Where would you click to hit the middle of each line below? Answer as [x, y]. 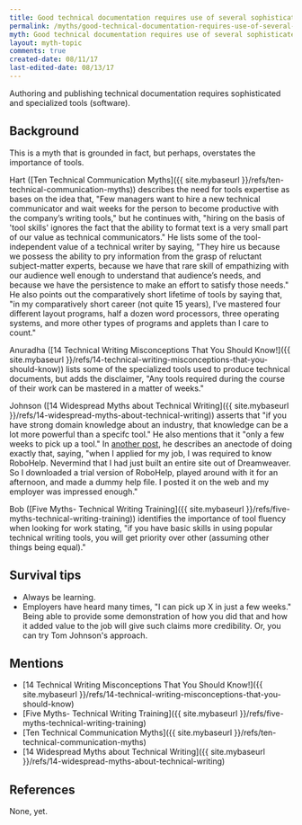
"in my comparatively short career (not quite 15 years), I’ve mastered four [145, 304]
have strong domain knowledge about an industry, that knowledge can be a [149, 424]
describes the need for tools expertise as [214, 189]
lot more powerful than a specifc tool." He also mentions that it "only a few [147, 434]
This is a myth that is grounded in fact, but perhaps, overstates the [133, 153]
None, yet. [28, 812]
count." [22, 333]
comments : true [38, 51]
